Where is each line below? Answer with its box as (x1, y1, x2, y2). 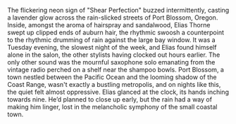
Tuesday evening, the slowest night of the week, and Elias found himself (7, 43, 217, 51)
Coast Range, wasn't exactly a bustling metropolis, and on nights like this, (7, 81, 221, 88)
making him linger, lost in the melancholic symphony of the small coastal (7, 103, 218, 111)
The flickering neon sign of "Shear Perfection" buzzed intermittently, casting (7, 6, 230, 14)
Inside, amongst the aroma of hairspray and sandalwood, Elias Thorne (7, 21, 211, 29)
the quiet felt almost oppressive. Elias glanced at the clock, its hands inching (7, 88, 229, 96)
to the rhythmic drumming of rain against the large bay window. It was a (7, 36, 216, 44)
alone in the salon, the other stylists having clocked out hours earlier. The (7, 50, 221, 59)
